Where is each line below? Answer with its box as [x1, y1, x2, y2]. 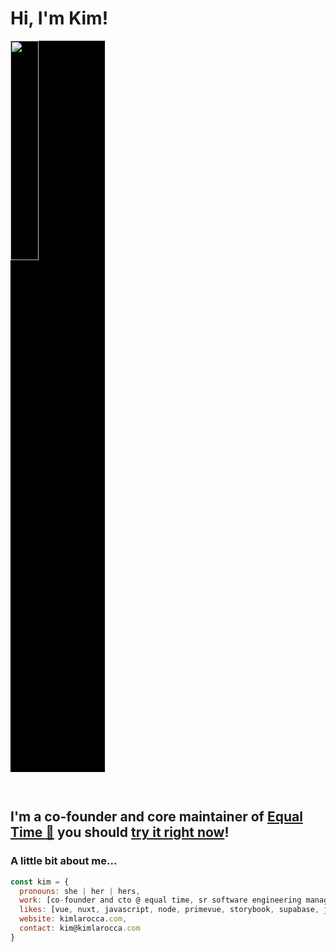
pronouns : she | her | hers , [19, 886, 141, 896]
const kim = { [10, 877, 70, 887]
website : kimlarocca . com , [19, 914, 128, 924]
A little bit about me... [10, 854, 118, 868]
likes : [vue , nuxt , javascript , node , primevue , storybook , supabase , [19, 905, 320, 915]
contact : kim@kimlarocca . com [19, 923, 141, 933]
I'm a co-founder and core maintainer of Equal [10, 808, 303, 826]
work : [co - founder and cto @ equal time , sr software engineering [19, 895, 302, 906]
